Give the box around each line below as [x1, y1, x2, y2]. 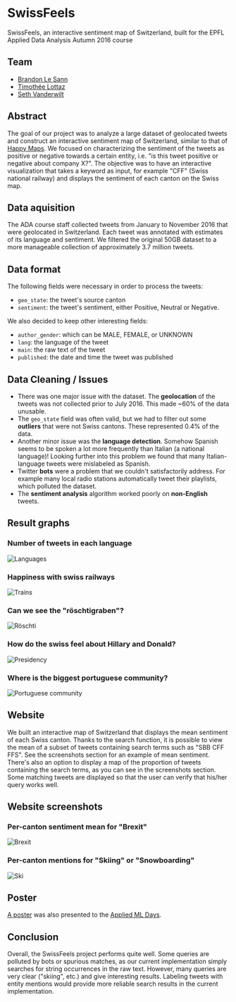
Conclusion [7, 931, 59, 943]
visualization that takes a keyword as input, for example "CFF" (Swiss [7, 166, 209, 175]
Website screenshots [7, 801, 104, 813]
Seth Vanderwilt [17, 89, 64, 98]
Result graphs [7, 517, 70, 529]
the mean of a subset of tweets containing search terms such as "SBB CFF [7, 743, 224, 751]
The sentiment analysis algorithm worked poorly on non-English [17, 490, 208, 497]
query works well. [7, 780, 59, 788]
